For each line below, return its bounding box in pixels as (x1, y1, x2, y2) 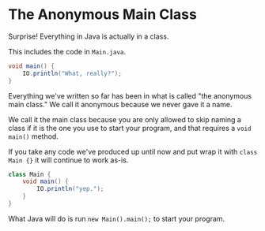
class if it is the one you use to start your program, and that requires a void (8, 123, 252, 132)
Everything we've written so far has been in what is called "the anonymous (8, 91, 252, 100)
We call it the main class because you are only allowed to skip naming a (8, 114, 241, 124)
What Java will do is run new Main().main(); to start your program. (8, 214, 225, 223)
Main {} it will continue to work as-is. (8, 155, 129, 165)
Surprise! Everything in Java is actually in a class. (8, 32, 169, 41)
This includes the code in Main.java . (8, 47, 127, 56)
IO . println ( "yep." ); (36, 185, 104, 193)
